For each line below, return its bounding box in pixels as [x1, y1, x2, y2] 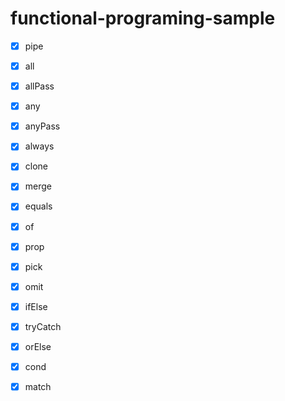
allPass [24, 80, 55, 92]
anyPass [24, 120, 61, 132]
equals [24, 200, 53, 212]
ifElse [24, 300, 48, 312]
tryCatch [24, 320, 62, 332]
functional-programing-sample [10, 7, 276, 30]
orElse [24, 340, 52, 352]
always [24, 140, 55, 152]
